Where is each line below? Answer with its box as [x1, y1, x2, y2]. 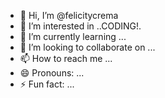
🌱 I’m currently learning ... [19, 31, 127, 42]
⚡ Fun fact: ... [19, 78, 75, 90]
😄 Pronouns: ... [19, 67, 85, 79]
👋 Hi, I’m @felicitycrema [19, 10, 119, 21]
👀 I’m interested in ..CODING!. [19, 20, 142, 32]
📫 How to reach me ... [19, 53, 113, 64]
